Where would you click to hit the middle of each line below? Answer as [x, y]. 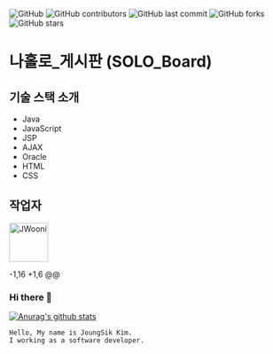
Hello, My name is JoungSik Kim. [71, 333]
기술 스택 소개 [44, 97]
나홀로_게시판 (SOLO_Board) [111, 62]
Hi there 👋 [31, 297]
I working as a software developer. [77, 341]
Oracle [34, 157]
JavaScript [42, 128]
